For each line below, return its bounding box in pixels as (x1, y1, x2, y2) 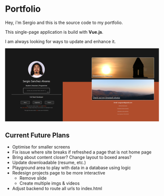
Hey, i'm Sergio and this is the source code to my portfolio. (5, 20, 123, 25)
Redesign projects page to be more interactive (12, 170, 106, 175)
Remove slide (19, 175, 47, 181)
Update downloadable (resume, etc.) (12, 159, 86, 165)
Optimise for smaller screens (12, 144, 70, 150)
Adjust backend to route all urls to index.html (12, 185, 102, 191)
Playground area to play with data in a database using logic (12, 165, 131, 171)
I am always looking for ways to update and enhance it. (5, 38, 116, 44)
